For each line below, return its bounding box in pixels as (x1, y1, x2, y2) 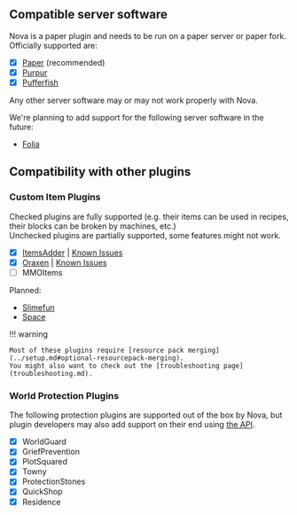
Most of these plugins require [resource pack (9, 346, 184, 355)
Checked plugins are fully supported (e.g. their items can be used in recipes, (9, 211, 289, 222)
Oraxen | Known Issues (21, 257, 107, 268)
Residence (21, 496, 61, 507)
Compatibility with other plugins (9, 164, 191, 180)
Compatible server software (9, 7, 168, 22)
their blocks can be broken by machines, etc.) (9, 221, 177, 231)
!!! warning (9, 328, 49, 339)
